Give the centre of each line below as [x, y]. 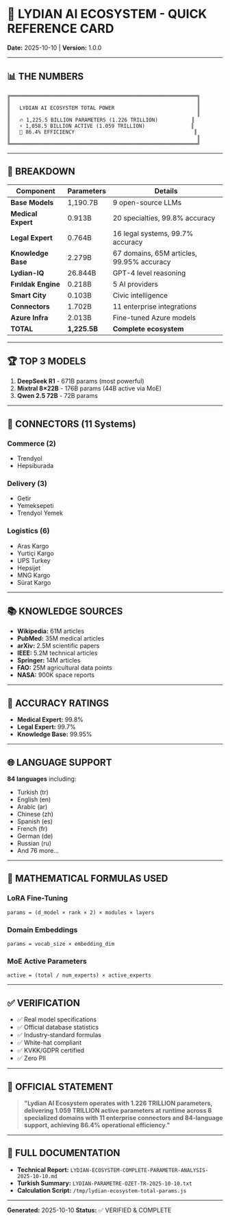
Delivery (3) [27, 483]
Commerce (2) [31, 443]
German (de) [35, 836]
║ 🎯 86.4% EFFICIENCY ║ [102, 132]
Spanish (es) [35, 821]
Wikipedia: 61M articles [50, 631]
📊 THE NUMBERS [46, 77]
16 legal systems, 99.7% [153, 233]
